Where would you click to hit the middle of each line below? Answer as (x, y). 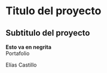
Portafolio (18, 53)
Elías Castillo (21, 65)
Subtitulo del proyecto (48, 33)
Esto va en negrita (29, 47)
